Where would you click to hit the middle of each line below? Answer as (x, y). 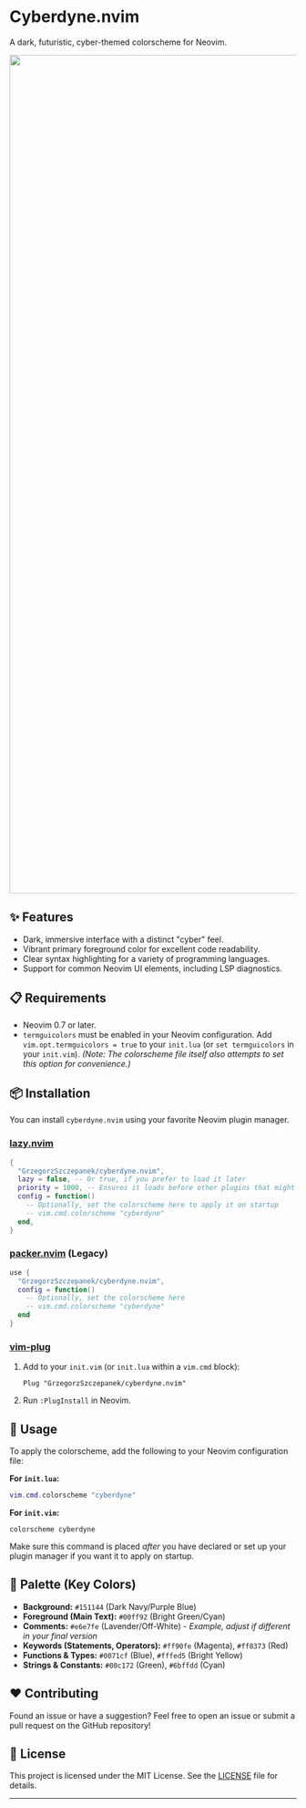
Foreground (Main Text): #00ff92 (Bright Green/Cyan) (124, 1616)
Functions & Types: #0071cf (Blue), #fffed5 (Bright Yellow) (133, 1655)
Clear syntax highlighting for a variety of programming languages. (146, 958)
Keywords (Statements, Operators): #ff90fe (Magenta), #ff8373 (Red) (155, 1646)
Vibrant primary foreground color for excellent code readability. (141, 949)
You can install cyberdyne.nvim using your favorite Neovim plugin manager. (149, 1120)
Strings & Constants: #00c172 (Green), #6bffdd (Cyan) (124, 1665)
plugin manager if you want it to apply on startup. (102, 1556)
